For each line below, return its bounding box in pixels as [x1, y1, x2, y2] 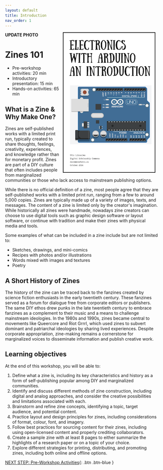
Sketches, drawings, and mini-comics [12, 247, 88, 253]
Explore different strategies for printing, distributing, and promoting [12, 445, 147, 451]
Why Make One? [5, 112, 56, 121]
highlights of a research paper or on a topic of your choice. [12, 439, 130, 445]
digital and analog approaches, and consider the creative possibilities [12, 393, 152, 399]
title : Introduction [5, 13, 47, 18]
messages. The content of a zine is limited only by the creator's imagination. [5, 202, 158, 208]
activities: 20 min [12, 71, 47, 76]
